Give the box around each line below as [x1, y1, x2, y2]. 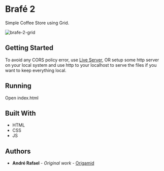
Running [5, 82, 32, 90]
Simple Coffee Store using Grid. [5, 20, 69, 26]
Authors [5, 147, 31, 155]
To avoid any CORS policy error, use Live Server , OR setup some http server [5, 57, 159, 63]
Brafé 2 [5, 3, 35, 15]
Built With [5, 109, 36, 117]
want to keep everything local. [5, 67, 66, 73]
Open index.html [5, 95, 38, 101]
